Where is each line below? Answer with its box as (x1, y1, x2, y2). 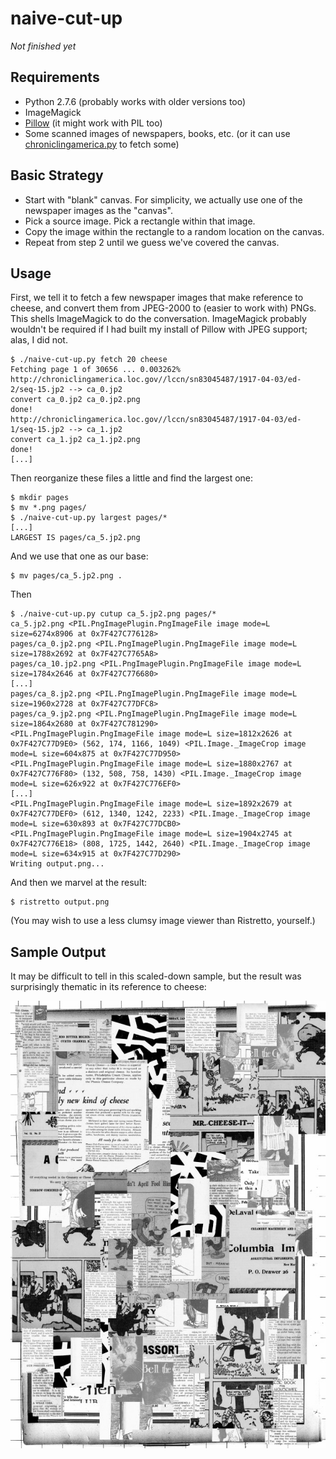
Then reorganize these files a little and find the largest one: (10, 472, 254, 484)
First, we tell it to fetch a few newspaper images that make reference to (10, 292, 304, 304)
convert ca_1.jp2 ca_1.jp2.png (10, 435, 141, 445)
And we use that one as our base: (10, 550, 149, 562)
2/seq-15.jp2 (10, 385, 65, 395)
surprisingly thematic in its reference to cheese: (10, 981, 207, 993)
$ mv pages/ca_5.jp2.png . (10, 571, 123, 581)
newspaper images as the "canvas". (24, 204, 173, 216)
